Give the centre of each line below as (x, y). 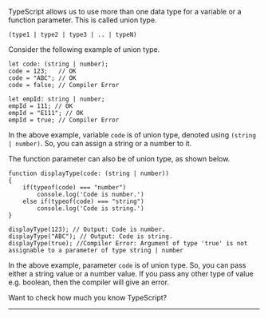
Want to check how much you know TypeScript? (88, 298)
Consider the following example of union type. (84, 50)
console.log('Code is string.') (91, 209)
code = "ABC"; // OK (43, 78)
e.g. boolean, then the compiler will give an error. (89, 282)
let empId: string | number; (57, 99)
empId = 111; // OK (41, 106)
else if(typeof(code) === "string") (84, 201)
